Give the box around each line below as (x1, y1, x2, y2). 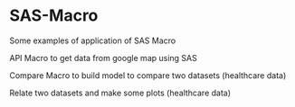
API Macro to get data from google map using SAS (9, 52, 197, 63)
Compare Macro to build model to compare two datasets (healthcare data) (9, 69, 287, 81)
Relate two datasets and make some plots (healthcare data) (9, 87, 232, 98)
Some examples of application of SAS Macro (9, 35, 176, 46)
